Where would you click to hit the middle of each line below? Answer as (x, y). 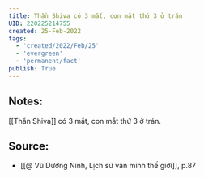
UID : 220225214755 (39, 23)
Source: (29, 146)
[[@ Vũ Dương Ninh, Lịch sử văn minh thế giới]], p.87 (108, 166)
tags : (17, 38)
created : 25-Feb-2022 (45, 31)
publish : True (32, 69)
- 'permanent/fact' (49, 61)
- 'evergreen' (39, 53)
